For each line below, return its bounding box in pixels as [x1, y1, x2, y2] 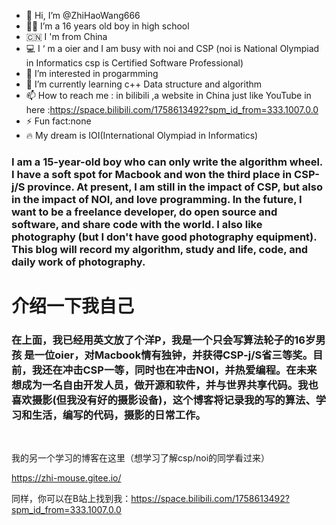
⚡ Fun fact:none [25, 115, 92, 127]
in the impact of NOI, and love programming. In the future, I [11, 192, 303, 206]
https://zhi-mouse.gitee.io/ [11, 472, 122, 484]
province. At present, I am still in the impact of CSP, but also [27, 180, 323, 194]
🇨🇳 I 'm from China [25, 31, 108, 42]
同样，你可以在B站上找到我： [11, 493, 132, 505]
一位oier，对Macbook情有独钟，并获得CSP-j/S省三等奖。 [34, 348, 314, 362]
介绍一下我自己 [11, 295, 135, 318]
